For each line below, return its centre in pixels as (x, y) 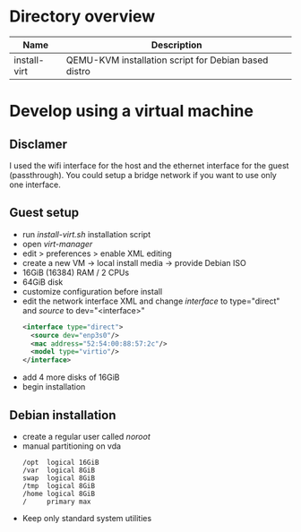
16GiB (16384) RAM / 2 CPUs (76, 272)
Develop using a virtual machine (131, 112)
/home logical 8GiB (59, 493)
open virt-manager (57, 244)
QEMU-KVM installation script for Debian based (167, 60)
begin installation (54, 387)
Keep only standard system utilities (87, 518)
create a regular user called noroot (86, 436)
